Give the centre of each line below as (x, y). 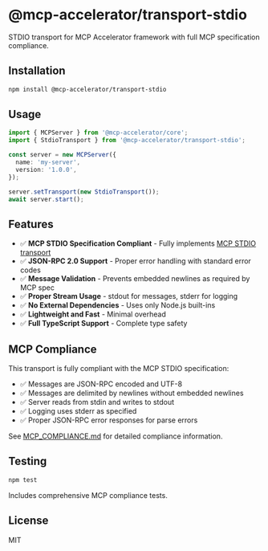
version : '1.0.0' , (47, 169)
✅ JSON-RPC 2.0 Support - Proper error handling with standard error (135, 261)
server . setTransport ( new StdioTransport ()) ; (84, 192)
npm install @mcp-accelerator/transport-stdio (87, 89)
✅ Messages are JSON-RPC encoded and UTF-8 (101, 384)
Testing (28, 461)
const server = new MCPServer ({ (62, 155)
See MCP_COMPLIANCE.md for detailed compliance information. (116, 436)
